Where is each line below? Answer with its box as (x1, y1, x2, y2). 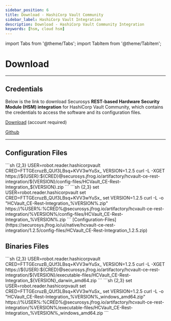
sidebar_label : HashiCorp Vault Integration (5, 17, 101, 22)
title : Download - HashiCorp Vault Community (5, 12, 103, 17)
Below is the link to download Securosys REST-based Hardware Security (5, 98, 160, 105)
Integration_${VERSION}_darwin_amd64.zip (5, 277, 97, 283)
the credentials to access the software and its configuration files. (5, 109, 141, 115)
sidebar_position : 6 (5, 7, 49, 13)
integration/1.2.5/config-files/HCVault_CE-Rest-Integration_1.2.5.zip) (5, 227, 148, 233)
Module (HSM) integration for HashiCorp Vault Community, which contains (5, 104, 164, 110)
